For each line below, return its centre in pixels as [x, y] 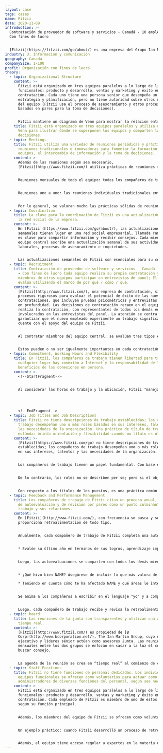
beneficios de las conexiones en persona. [61, 367]
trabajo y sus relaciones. [45, 509]
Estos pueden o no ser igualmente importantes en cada [74, 349]
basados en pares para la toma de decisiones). [67, 109]
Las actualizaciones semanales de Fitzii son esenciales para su [85, 260]
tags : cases [17, 14]
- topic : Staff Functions [36, 668]
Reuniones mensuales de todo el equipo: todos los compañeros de [85, 180]
